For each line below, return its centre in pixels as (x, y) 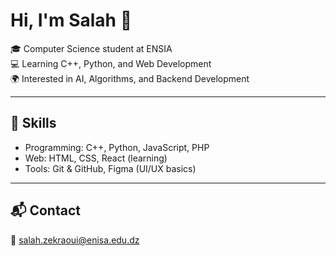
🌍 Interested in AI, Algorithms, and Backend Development (130, 78)
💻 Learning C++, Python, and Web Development (111, 63)
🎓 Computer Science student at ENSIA (91, 48)
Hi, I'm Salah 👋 (71, 20)
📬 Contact (45, 210)
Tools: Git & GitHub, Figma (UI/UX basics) (110, 168)
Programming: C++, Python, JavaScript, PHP (117, 147)
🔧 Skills (33, 123)
